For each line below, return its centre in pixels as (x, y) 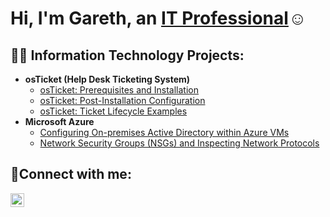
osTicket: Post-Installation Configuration (122, 100)
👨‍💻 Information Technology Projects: (127, 55)
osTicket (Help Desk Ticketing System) (107, 79)
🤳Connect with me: (71, 174)
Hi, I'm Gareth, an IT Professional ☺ (158, 18)
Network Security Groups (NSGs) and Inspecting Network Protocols (179, 143)
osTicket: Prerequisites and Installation (119, 90)
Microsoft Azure (59, 121)
